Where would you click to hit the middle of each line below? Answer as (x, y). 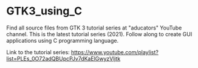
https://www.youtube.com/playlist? (115, 52)
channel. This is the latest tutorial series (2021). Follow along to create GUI (99, 34)
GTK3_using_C (44, 11)
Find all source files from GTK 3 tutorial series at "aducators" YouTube (94, 28)
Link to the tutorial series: (38, 52)
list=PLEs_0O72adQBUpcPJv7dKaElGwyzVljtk (63, 58)
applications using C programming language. (63, 40)
